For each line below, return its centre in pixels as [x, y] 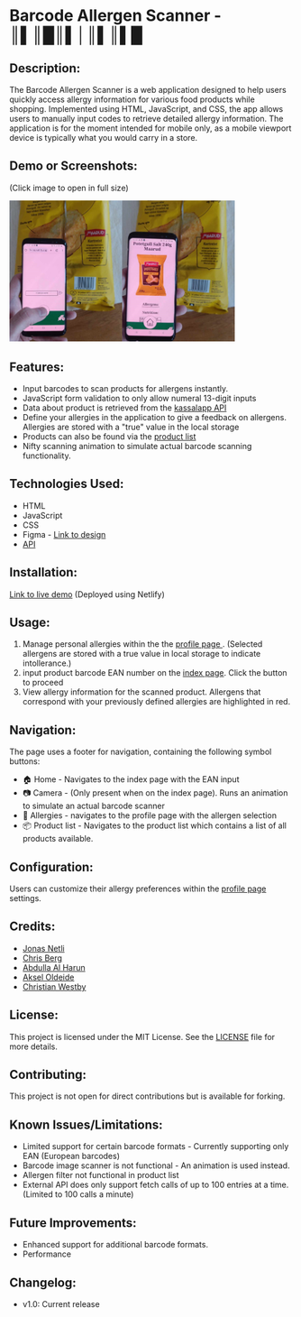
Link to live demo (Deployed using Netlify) [87, 594]
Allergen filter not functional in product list [100, 1175]
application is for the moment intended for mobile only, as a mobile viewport [150, 128]
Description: [45, 68]
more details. [34, 1046]
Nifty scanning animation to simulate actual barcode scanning [137, 446]
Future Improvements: [73, 1223]
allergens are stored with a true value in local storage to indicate [141, 654]
